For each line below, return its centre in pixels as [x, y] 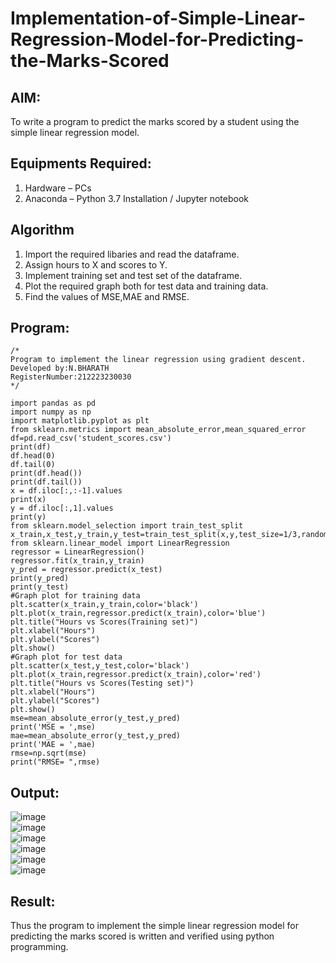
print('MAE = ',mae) [53, 745]
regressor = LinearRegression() [77, 552]
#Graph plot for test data [66, 657]
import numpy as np [51, 412]
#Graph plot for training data [75, 596]
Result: [33, 901]
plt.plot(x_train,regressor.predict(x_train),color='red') [136, 675]
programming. [39, 947]
